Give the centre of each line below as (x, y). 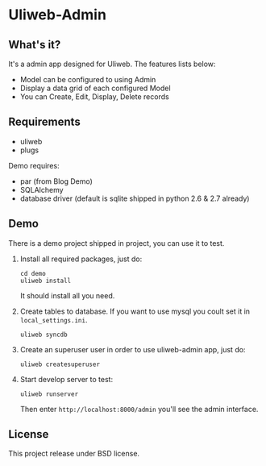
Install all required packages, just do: (81, 259)
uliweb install (46, 281)
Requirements (44, 122)
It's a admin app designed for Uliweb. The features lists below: (112, 64)
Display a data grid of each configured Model (95, 88)
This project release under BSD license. (74, 454)
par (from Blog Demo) (56, 181)
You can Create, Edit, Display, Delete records (94, 97)
